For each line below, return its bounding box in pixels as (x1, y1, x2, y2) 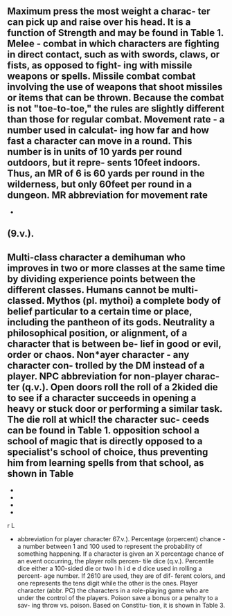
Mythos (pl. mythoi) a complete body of (46, 294, 222, 307)
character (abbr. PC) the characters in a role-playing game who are (17, 586, 209, 595)
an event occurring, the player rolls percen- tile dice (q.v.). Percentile (17, 557, 215, 565)
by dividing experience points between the (7, 273, 196, 284)
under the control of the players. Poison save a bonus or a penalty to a (17, 594, 218, 602)
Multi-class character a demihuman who (7, 251, 186, 263)
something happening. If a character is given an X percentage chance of (17, 550, 224, 558)
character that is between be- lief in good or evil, (7, 338, 222, 350)
